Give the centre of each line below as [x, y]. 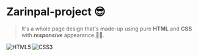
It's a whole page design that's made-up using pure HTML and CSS [107, 29]
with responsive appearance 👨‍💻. [63, 35]
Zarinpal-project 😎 [56, 12]
